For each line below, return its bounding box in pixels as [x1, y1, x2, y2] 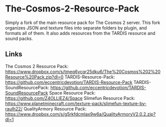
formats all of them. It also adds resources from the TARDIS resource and [5, 30, 156, 36]
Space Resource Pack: [49, 89, 96, 95]
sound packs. [5, 35, 33, 41]
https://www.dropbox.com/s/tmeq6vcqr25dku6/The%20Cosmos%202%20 [5, 68, 161, 74]
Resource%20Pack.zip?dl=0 [5, 73, 64, 80]
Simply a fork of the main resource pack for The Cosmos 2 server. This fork [5, 19, 161, 25]
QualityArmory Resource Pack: [23, 105, 87, 111]
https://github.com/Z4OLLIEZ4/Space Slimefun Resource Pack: [5, 95, 136, 101]
